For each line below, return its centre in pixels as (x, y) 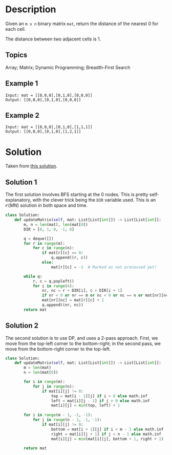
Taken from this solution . (31, 166)
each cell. (16, 29)
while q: (33, 276)
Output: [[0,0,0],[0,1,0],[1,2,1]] (43, 132)
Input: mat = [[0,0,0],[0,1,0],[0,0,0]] (49, 95)
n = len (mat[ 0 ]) (41, 373)
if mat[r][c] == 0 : (62, 253)
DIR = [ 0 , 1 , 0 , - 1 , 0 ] (49, 229)
